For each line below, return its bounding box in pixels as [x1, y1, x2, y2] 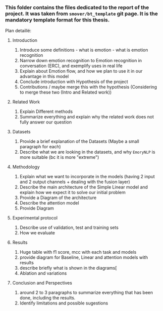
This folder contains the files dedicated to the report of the [5, 4, 149, 11]
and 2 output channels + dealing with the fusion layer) [19, 179, 130, 185]
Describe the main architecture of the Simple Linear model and [19, 184, 148, 190]
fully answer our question [19, 119, 72, 125]
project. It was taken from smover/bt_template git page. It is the [5, 10, 158, 17]
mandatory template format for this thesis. [5, 16, 110, 23]
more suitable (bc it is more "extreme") [19, 154, 99, 160]
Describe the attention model [19, 200, 79, 206]
